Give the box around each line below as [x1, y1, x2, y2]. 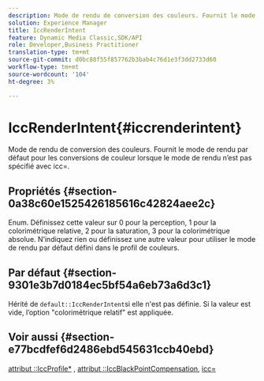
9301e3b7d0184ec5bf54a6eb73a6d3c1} [8, 278, 212, 292]
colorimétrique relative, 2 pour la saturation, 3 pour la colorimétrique [8, 226, 230, 236]
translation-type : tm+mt [8, 48, 90, 56]
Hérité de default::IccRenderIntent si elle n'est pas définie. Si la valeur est [8, 300, 251, 309]
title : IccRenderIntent [8, 26, 87, 34]
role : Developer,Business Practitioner [8, 41, 139, 49]
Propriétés [8, 184, 61, 198]
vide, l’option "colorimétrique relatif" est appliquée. [8, 307, 173, 317]
